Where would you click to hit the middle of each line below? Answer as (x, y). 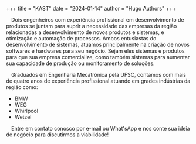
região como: (22, 87)
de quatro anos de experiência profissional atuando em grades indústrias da (98, 81)
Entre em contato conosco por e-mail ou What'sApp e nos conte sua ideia (101, 128)
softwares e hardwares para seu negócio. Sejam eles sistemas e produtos (95, 51)
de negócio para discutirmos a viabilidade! (58, 135)
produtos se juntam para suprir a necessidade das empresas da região (92, 26)
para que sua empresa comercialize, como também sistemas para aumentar (98, 57)
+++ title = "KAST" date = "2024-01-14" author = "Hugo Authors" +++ (91, 8)
